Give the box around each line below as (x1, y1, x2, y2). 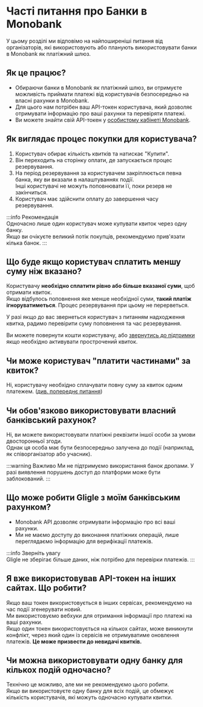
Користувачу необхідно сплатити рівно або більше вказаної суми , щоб (6, 282, 196, 290)
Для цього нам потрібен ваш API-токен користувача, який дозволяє (15, 103, 193, 111)
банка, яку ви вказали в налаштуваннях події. (15, 176, 134, 183)
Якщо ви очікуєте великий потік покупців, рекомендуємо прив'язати (6, 233, 185, 240)
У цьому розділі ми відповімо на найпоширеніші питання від (6, 37, 163, 44)
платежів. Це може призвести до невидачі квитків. (6, 638, 142, 645)
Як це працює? (6, 68, 66, 78)
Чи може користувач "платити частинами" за (6, 355, 191, 366)
